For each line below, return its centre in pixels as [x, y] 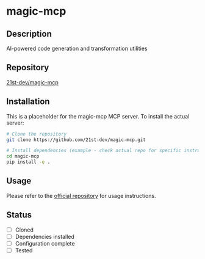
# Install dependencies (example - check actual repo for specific [94, 151]
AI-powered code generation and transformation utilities [77, 48]
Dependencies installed [45, 236]
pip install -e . [28, 162]
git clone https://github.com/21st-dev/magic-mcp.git [76, 140]
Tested [24, 250]
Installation [28, 102]
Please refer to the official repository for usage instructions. [81, 195]
